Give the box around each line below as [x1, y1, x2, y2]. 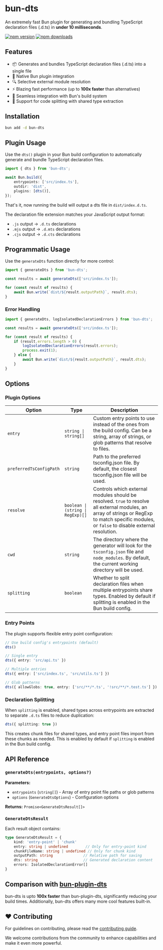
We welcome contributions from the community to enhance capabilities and [5, 935, 157, 941]
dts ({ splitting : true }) [5, 722, 57, 727]
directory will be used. [93, 567, 144, 573]
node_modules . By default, [93, 554, 150, 561]
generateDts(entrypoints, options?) [5, 770, 92, 775]
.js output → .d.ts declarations [12, 221, 77, 227]
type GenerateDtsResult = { [5, 835, 62, 840]
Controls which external [93, 486, 147, 493]
